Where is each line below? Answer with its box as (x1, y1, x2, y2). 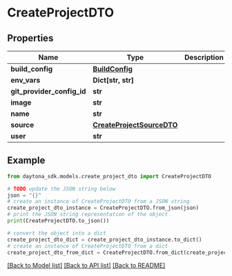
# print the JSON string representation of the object (7, 211, 168, 218)
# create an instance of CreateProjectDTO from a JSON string (7, 198, 190, 205)
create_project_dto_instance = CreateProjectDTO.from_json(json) (7, 204, 199, 211)
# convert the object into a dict (7, 229, 107, 237)
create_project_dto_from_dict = (7, 249, 100, 256)
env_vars (10, 76, 41, 85)
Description (184, 53, 224, 62)
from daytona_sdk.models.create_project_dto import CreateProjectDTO (7, 173, 212, 180)
